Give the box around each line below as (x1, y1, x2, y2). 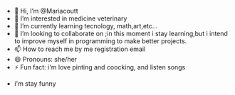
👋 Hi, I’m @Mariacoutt (14, 7, 78, 15)
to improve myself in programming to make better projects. (14, 37, 187, 45)
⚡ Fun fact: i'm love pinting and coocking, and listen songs (14, 63, 186, 71)
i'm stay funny (14, 79, 56, 88)
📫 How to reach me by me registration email (14, 45, 146, 53)
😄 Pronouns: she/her (14, 55, 77, 63)
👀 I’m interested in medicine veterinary (14, 14, 127, 23)
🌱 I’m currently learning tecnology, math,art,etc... (14, 22, 158, 30)
